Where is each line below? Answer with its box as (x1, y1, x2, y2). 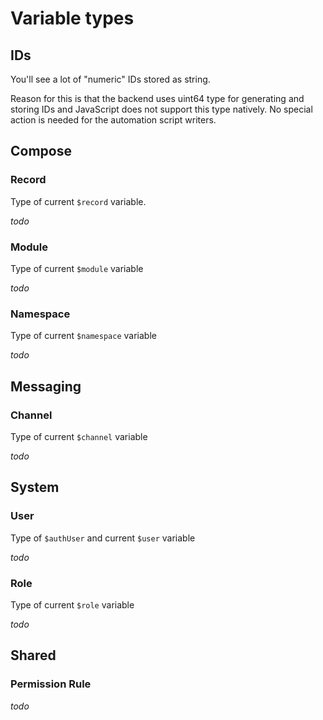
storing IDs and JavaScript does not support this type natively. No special (10, 103, 313, 115)
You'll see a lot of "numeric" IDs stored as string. (10, 73, 211, 85)
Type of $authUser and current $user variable (10, 532, 196, 544)
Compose (10, 143, 72, 160)
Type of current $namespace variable (10, 330, 157, 342)
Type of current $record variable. (10, 195, 147, 207)
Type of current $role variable (10, 598, 135, 611)
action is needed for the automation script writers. (10, 114, 217, 126)
